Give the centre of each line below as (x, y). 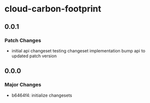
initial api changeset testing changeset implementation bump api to (78, 51)
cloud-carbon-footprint (53, 9)
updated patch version (34, 56)
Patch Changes (23, 40)
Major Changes (23, 85)
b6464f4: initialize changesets (42, 95)
